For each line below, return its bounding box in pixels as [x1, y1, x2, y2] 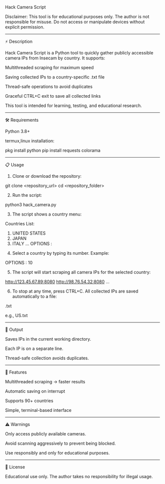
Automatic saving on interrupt [5, 388, 65, 394]
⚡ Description [5, 39, 33, 44]
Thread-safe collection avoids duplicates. [5, 355, 89, 361]
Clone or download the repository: [12, 173, 82, 179]
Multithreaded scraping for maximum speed [5, 65, 94, 70]
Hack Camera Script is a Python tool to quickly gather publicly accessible [5, 50, 154, 55]
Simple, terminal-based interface [5, 407, 72, 413]
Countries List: [5, 221, 35, 226]
